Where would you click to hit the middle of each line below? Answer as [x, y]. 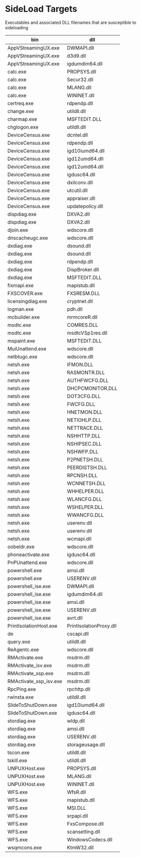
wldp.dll [76, 721]
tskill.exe [17, 760]
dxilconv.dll [80, 182]
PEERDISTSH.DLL [87, 467]
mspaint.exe [21, 341]
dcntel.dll [78, 135]
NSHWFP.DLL [83, 452]
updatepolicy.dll [85, 206]
